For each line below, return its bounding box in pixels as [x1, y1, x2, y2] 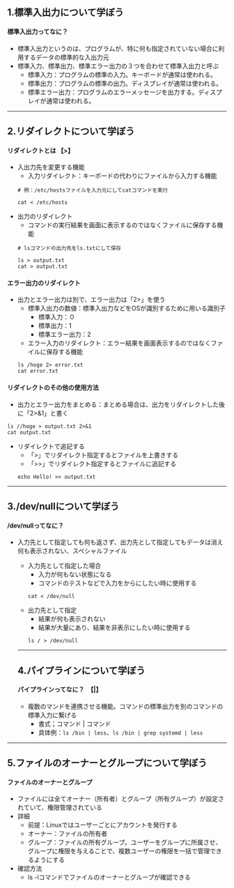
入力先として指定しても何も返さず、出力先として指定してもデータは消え [17, 538, 224, 546]
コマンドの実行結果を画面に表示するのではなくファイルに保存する [27, 221, 217, 229]
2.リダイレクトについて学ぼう [7, 125, 135, 137]
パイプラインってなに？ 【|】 [17, 685, 102, 694]
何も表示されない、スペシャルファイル [17, 546, 127, 556]
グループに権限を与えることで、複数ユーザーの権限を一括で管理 [27, 847, 210, 855]
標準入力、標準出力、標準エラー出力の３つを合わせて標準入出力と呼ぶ [17, 61, 219, 70]
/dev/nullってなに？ [7, 521, 64, 530]
